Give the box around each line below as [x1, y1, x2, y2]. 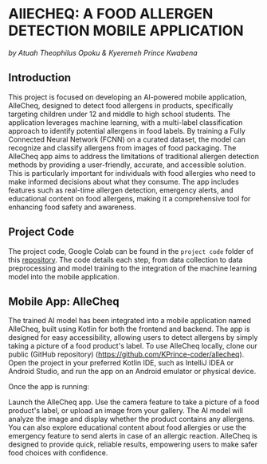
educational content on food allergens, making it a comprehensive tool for [8, 193, 251, 203]
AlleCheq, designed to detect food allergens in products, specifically [8, 100, 234, 110]
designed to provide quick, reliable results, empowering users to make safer [8, 439, 257, 450]
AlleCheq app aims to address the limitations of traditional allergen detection [8, 151, 259, 161]
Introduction [8, 71, 72, 84]
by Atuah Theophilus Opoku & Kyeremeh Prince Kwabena [8, 48, 198, 57]
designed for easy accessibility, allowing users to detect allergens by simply [8, 333, 258, 342]
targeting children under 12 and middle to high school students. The [8, 109, 231, 119]
